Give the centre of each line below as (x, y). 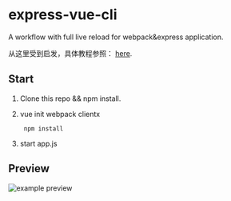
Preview (29, 169)
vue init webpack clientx (60, 114)
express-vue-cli (63, 15)
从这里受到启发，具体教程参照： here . (70, 53)
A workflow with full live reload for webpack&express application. (116, 37)
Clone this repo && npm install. (70, 98)
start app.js (38, 143)
